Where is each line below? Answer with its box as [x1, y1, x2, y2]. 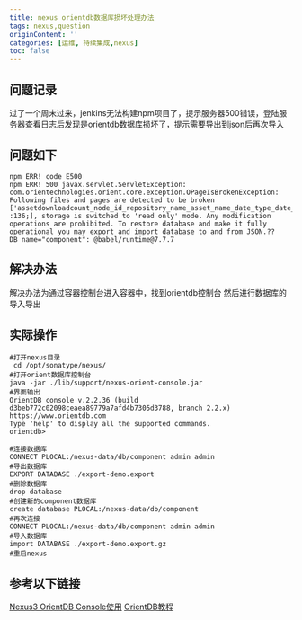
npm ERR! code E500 [9, 172, 83, 181]
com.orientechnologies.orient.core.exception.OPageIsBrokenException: [9, 188, 280, 197]
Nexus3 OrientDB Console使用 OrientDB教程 [9, 601, 173, 612]
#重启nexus [9, 549, 48, 558]
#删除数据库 [9, 480, 48, 489]
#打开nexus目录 [9, 353, 61, 362]
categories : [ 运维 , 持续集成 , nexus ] [9, 38, 138, 48]
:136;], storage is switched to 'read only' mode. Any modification [9, 211, 271, 220]
